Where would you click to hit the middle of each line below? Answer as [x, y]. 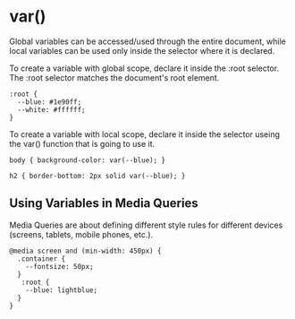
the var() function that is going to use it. [82, 143]
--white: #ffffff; [52, 109]
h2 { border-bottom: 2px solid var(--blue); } [97, 176]
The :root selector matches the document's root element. [114, 77]
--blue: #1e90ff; [50, 102]
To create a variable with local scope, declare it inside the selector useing [144, 134]
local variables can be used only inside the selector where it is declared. [142, 50]
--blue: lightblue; [62, 290]
